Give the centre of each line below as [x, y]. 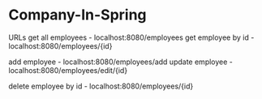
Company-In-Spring [78, 15]
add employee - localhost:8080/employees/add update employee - [121, 62]
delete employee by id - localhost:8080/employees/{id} [101, 86]
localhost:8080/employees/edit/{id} [68, 70]
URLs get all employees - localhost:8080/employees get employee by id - [131, 37]
